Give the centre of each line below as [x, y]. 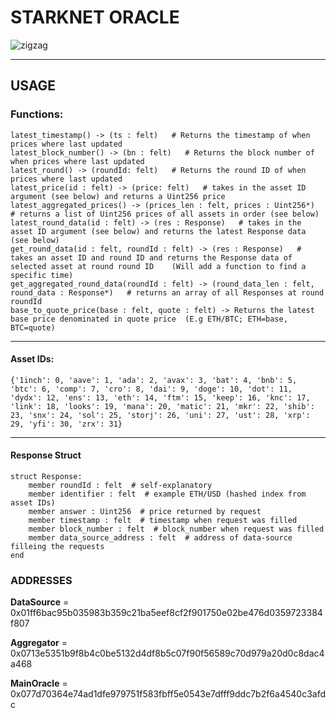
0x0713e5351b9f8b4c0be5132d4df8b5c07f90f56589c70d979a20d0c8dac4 [167, 653]
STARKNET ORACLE [95, 17]
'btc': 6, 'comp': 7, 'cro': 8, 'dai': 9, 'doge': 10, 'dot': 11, [151, 389]
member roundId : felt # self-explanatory [120, 486]
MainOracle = [39, 683]
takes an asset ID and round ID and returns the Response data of [151, 257]
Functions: [37, 114]
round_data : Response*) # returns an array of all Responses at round [167, 292]
